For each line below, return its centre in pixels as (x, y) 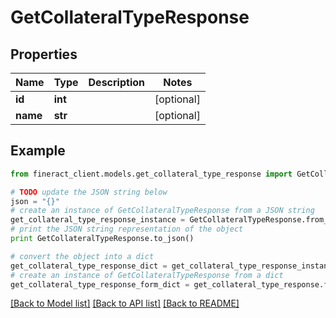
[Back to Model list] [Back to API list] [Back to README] (125, 303)
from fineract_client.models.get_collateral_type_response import (151, 174)
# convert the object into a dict (82, 256)
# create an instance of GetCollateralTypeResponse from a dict (147, 275)
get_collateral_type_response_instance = (98, 220)
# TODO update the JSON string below (89, 192)
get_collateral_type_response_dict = (89, 266)
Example (38, 151)
